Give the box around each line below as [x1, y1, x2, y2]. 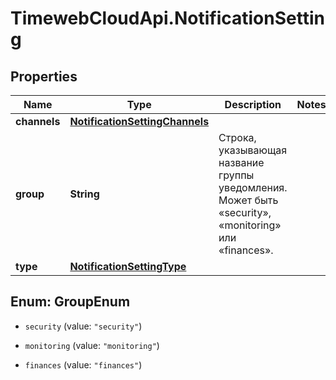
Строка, [218, 131, 257, 144]
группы [218, 168, 255, 182]
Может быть [218, 193, 279, 207]
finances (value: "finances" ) [24, 358, 143, 371]
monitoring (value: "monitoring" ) [24, 339, 160, 351]
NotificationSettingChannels [69, 115, 210, 128]
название [218, 156, 265, 169]
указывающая [218, 143, 288, 157]
